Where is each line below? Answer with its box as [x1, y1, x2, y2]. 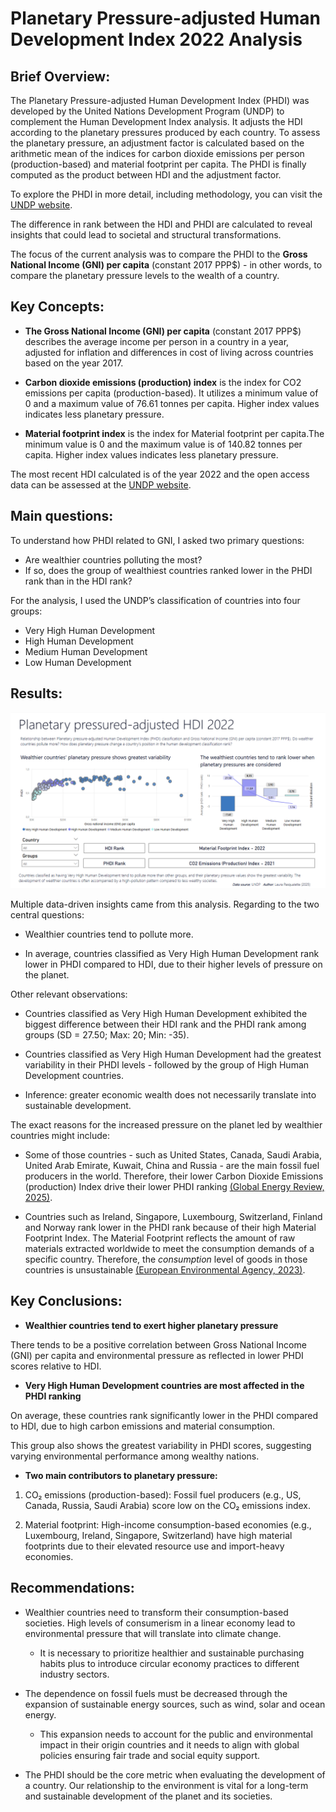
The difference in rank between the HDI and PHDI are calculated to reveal [10, 218, 313, 230]
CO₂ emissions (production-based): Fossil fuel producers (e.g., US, [24, 1488, 302, 1501]
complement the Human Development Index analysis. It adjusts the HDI [10, 116, 303, 127]
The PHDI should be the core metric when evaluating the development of [24, 1768, 326, 1781]
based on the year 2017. [24, 357, 124, 369]
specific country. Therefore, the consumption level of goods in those [24, 1253, 308, 1265]
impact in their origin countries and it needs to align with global [39, 1738, 300, 1751]
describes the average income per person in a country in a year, [24, 335, 290, 347]
